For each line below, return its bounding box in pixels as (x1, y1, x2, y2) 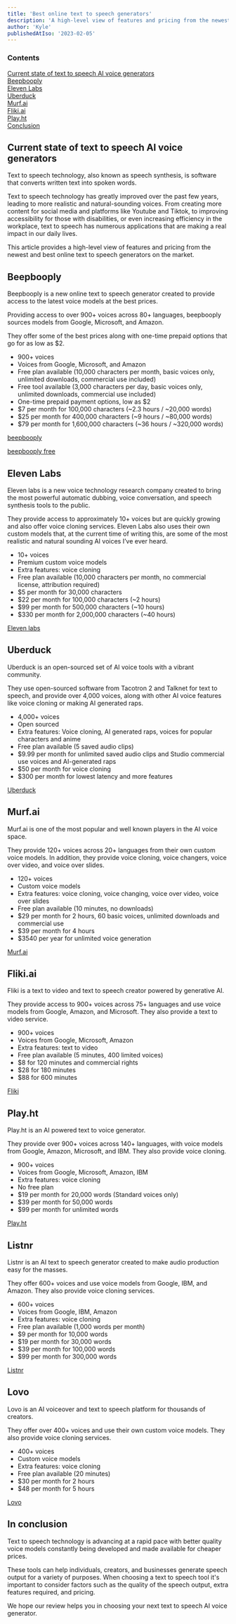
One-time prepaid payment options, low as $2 (17, 397, 151, 406)
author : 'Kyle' (7, 23, 52, 30)
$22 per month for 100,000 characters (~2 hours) (17, 595, 161, 604)
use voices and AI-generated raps (17, 757, 117, 765)
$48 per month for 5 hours (17, 1484, 95, 1493)
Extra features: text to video (17, 1043, 98, 1052)
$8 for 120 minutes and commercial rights (17, 1058, 138, 1067)
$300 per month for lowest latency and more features (17, 772, 173, 780)
